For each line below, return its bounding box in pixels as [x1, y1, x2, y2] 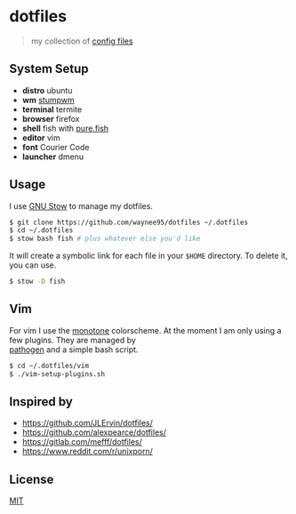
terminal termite [21, 104, 83, 115]
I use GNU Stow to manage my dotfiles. [9, 200, 154, 211]
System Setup [9, 61, 89, 76]
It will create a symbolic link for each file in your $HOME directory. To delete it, [9, 251, 288, 261]
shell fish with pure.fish [21, 123, 109, 133]
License [9, 471, 54, 486]
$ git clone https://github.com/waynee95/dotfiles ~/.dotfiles [9, 218, 249, 227]
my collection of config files [30, 36, 133, 46]
